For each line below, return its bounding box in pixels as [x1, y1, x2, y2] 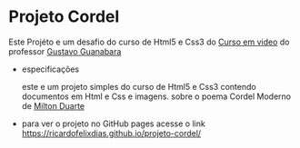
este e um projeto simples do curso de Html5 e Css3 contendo [21, 81, 256, 92]
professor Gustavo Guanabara [8, 45, 122, 56]
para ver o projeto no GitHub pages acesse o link [21, 118, 205, 129]
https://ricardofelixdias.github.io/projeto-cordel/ [21, 127, 202, 138]
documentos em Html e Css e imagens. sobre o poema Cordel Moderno [21, 91, 292, 102]
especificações [21, 64, 79, 74]
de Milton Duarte [21, 100, 85, 111]
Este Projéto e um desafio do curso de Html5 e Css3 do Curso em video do [8, 36, 290, 47]
